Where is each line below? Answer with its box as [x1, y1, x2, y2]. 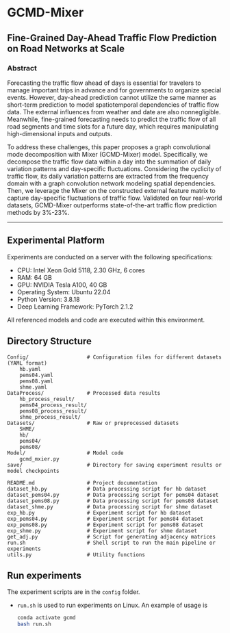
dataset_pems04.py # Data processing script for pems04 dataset [7, 491, 219, 498]
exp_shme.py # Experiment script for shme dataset [7, 527, 197, 534]
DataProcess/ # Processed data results [7, 389, 161, 396]
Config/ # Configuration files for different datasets [7, 354, 222, 361]
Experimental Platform [7, 235, 105, 246]
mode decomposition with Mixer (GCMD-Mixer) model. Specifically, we [7, 150, 208, 158]
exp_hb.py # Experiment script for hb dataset [7, 509, 192, 516]
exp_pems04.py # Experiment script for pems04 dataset [7, 515, 204, 522]
